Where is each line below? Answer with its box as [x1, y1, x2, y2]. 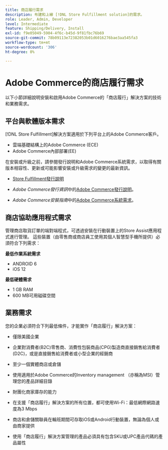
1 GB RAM [12, 287, 34, 293]
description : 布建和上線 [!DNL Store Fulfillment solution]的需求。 [5, 12, 144, 17]
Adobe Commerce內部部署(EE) [12, 148, 77, 154]
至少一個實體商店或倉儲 [12, 361, 61, 367]
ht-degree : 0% [5, 49, 35, 54]
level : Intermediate [5, 21, 49, 27]
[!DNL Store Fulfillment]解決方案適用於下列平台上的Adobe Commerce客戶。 [5, 131, 161, 137]
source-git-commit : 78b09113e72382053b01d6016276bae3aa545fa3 [5, 36, 138, 41]
